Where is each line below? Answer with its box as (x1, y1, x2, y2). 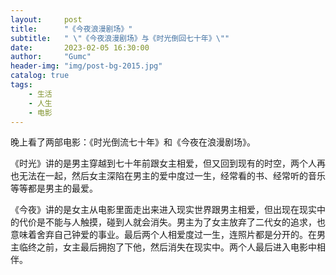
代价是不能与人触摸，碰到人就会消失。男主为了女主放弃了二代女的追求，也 (18, 216, 326, 228)
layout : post (10, 14, 83, 25)
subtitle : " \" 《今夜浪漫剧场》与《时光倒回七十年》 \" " (10, 33, 230, 43)
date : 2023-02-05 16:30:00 (10, 42, 150, 53)
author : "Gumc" (10, 52, 92, 62)
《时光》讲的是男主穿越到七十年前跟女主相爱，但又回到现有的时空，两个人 (10, 157, 317, 170)
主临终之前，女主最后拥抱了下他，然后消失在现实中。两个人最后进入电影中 (10, 241, 317, 253)
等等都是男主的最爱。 (10, 182, 98, 195)
